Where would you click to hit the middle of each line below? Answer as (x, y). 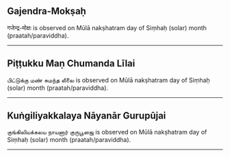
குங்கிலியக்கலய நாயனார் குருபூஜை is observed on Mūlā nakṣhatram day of (107, 132)
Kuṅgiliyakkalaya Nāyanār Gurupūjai (87, 116)
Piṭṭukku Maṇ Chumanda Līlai (71, 63)
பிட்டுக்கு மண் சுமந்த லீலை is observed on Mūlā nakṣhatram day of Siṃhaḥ (108, 80)
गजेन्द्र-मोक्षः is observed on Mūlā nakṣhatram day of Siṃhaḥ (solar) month (107, 27)
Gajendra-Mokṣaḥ (47, 11)
